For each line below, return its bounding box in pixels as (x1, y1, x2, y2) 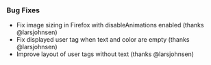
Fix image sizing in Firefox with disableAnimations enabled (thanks (16, 21, 204, 29)
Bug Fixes (6, 5, 40, 15)
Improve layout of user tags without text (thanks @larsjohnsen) (16, 50, 195, 58)
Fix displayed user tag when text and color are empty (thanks (16, 36, 190, 44)
